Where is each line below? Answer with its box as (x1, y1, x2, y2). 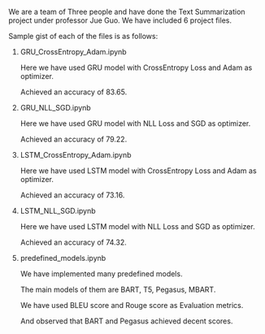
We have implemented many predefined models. (20, 269, 183, 279)
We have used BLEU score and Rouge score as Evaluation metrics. (20, 301, 244, 310)
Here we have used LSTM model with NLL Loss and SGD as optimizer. (20, 222, 255, 231)
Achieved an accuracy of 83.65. (20, 87, 128, 97)
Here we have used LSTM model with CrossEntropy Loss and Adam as (20, 166, 258, 176)
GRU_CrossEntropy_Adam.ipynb (20, 47, 128, 56)
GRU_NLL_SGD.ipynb (20, 103, 91, 112)
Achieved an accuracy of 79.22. (20, 134, 128, 144)
